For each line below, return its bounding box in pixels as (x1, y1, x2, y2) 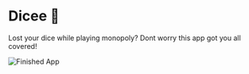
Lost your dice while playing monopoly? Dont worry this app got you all (8, 33, 241, 43)
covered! (8, 41, 37, 50)
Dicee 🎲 (8, 7, 60, 25)
